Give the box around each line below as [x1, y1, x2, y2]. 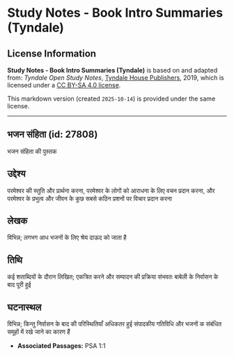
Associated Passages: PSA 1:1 [17, 342, 106, 350]
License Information [7, 48, 96, 59]
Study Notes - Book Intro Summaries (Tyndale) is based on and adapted [7, 66, 218, 74]
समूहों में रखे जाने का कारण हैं [7, 328, 71, 336]
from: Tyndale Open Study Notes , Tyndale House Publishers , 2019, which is [7, 73, 224, 82]
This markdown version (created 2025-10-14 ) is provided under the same [7, 94, 216, 103]
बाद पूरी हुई [7, 281, 31, 289]
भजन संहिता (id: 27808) [7, 129, 98, 140]
